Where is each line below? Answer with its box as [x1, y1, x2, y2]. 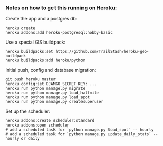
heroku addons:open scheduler [5, 122, 70, 128]
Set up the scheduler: [5, 108, 50, 114]
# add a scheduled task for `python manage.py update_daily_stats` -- [5, 132, 158, 137]
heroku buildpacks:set [5, 49, 53, 54]
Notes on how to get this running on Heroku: [5, 4, 117, 11]
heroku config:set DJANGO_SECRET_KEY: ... [5, 81, 97, 87]
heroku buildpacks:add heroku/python [5, 58, 86, 63]
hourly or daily [5, 136, 40, 141]
